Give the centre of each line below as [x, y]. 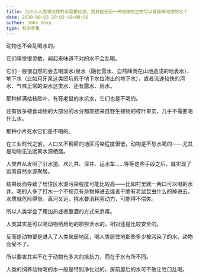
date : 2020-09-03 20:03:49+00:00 [47, 17]
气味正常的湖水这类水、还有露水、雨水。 [66, 86]
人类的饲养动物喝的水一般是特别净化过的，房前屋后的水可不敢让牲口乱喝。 [97, 269]
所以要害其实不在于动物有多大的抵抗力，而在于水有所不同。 [79, 257]
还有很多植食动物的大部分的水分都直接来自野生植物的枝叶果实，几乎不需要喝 [99, 111]
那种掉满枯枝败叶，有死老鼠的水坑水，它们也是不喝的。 [73, 99]
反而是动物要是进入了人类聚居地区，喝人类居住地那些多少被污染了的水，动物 [99, 237]
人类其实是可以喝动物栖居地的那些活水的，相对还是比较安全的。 [84, 224]
